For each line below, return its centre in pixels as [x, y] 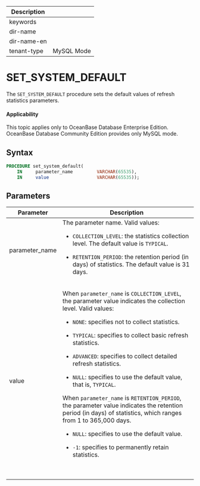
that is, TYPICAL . [94, 385]
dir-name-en [28, 41]
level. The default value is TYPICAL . [120, 244]
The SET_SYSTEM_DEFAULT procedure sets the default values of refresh [90, 94]
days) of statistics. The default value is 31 [131, 264]
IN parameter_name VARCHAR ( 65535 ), [77, 172]
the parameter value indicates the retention [123, 405]
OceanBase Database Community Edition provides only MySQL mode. [92, 134]
